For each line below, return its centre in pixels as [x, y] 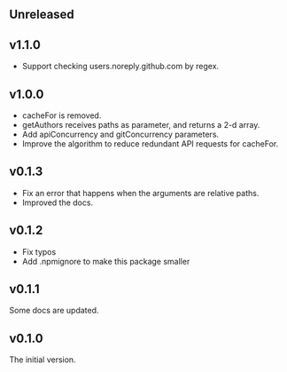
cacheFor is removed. [62, 115]
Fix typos [39, 251]
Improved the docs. [58, 202]
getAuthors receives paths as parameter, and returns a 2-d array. [141, 125]
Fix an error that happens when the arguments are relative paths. [140, 193]
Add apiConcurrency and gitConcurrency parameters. [120, 135]
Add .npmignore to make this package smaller [106, 261]
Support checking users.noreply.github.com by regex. [120, 67]
